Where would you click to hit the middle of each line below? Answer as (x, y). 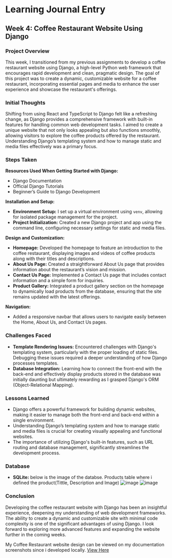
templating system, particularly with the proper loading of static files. (86, 352)
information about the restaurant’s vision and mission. (70, 270)
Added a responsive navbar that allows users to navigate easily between (89, 317)
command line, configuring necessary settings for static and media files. (89, 228)
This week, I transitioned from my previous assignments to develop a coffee (85, 62)
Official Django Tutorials (38, 186)
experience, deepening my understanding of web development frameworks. (86, 513)
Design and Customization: (35, 238)
